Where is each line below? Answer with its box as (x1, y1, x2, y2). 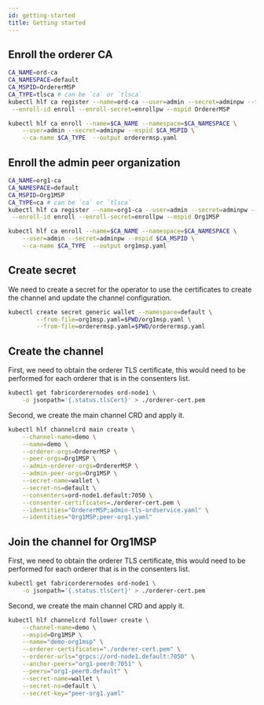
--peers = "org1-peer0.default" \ (22, 667, 128, 675)
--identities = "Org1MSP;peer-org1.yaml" (22, 513, 153, 521)
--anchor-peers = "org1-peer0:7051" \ (22, 660, 143, 668)
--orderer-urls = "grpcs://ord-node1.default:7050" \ (22, 653, 195, 661)
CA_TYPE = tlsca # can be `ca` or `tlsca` (8, 90, 143, 98)
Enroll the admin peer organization (8, 156, 181, 169)
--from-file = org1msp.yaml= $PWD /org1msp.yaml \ (36, 315, 192, 323)
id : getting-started (8, 11, 76, 20)
